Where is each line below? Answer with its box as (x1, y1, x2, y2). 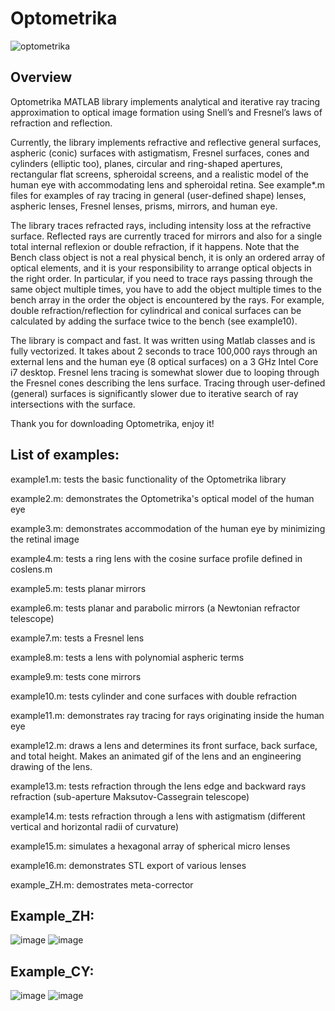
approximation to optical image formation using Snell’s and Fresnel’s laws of (10, 106, 323, 118)
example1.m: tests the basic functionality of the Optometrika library (10, 473, 287, 485)
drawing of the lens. (10, 760, 93, 772)
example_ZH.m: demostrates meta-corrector (10, 878, 194, 891)
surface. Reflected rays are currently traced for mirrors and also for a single (10, 230, 323, 242)
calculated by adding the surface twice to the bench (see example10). (10, 315, 298, 327)
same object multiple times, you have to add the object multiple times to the (10, 283, 322, 295)
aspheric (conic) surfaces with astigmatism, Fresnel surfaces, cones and (10, 147, 310, 159)
